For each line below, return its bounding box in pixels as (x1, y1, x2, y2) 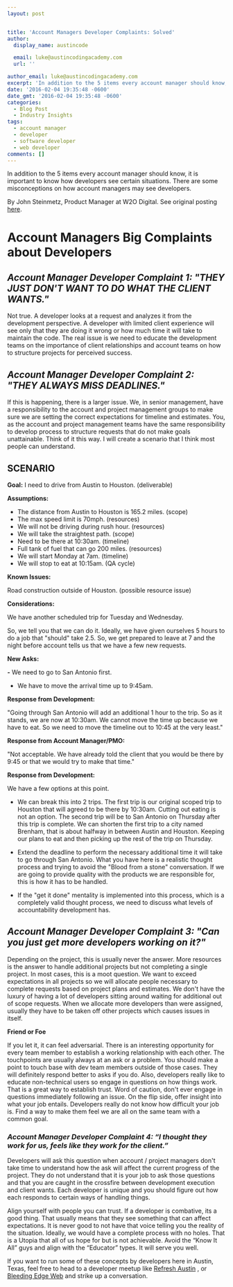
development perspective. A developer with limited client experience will (7, 319, 215, 327)
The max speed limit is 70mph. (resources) (17, 515, 140, 523)
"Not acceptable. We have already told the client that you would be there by (7, 750, 224, 758)
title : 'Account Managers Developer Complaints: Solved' (7, 28, 175, 35)
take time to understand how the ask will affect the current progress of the (7, 1164, 220, 1173)
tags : (7, 119, 23, 126)
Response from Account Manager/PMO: (7, 737, 125, 744)
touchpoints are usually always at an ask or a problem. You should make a (7, 1055, 218, 1064)
